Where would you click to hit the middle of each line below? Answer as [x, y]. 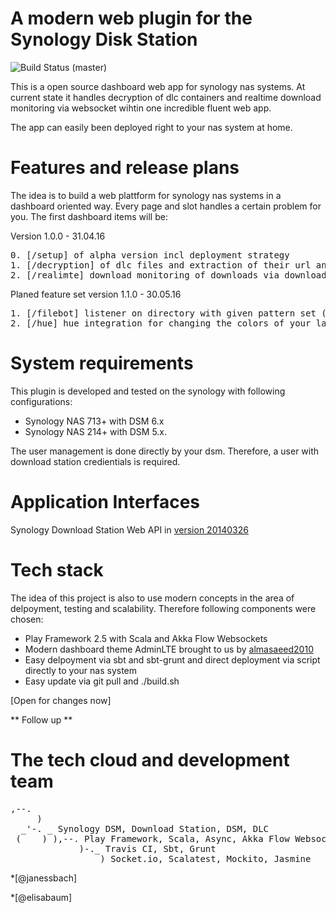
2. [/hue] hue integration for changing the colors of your [161, 323]
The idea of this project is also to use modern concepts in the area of [152, 598]
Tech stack [57, 569]
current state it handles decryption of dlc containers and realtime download [166, 97]
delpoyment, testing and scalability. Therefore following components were [163, 608]
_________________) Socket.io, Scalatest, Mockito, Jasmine [161, 858]
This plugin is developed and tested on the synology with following [148, 391]
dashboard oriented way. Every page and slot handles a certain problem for [166, 206]
